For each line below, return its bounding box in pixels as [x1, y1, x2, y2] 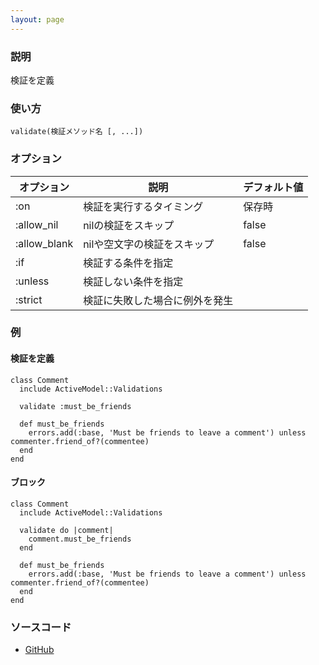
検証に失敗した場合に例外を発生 [83, 293, 234, 307]
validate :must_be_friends [19, 401, 132, 411]
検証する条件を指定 [83, 256, 174, 270]
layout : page [10, 14, 65, 25]
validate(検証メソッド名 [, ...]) [10, 127, 144, 137]
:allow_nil [15, 217, 59, 231]
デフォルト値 [243, 180, 304, 194]
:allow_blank [15, 236, 74, 250]
